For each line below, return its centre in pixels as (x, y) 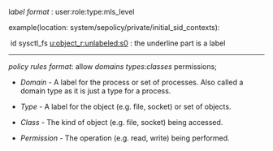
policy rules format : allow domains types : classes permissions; (113, 67)
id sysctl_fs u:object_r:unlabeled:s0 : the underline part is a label (118, 43)
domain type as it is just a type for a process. (95, 91)
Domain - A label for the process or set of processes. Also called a (132, 82)
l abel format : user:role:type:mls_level (72, 12)
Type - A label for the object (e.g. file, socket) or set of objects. (126, 106)
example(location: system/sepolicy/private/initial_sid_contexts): (114, 27)
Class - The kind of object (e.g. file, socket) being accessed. (121, 122)
